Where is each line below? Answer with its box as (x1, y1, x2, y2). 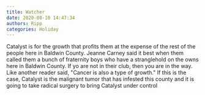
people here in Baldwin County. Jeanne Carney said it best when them (6, 50, 184, 57)
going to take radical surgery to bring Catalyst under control (6, 82, 158, 89)
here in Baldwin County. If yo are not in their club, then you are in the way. (6, 63, 193, 70)
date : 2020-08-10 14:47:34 (6, 15, 75, 21)
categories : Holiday (6, 26, 59, 32)
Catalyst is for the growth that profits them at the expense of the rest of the (6, 43, 196, 50)
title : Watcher (6, 9, 45, 15)
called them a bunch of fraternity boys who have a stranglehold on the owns (6, 56, 199, 63)
